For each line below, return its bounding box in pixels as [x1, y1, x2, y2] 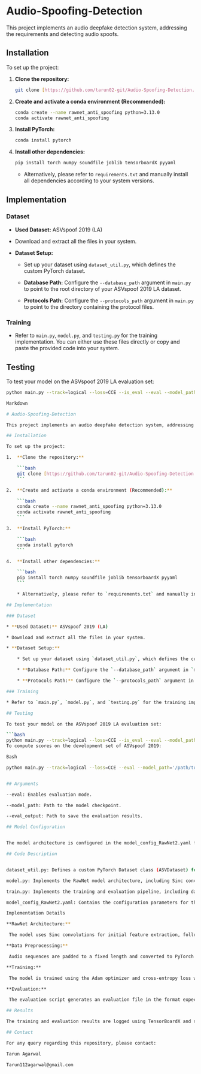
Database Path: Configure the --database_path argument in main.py [23, 279, 191, 286]
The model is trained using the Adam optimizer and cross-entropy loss [8, 975, 191, 981]
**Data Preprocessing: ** [6, 943, 68, 949]
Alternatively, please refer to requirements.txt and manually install [23, 171, 188, 178]
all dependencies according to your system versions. [23, 177, 154, 184]
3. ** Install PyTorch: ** [6, 526, 71, 532]
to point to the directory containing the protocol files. [23, 303, 154, 310]
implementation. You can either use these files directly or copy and [14, 338, 180, 345]
